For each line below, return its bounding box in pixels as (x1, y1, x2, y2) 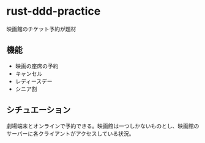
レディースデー (15, 78, 53, 85)
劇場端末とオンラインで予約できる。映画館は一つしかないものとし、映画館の (6, 122, 199, 130)
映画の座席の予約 (15, 62, 59, 70)
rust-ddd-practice (6, 4, 101, 18)
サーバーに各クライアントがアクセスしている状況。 (6, 130, 135, 137)
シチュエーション (6, 105, 71, 116)
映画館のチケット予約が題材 (6, 25, 76, 32)
